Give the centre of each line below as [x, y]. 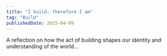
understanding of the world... [43, 46]
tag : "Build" [23, 17]
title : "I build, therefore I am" [50, 12]
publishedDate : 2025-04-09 [40, 23]
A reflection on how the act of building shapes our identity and [84, 40]
